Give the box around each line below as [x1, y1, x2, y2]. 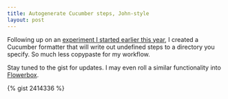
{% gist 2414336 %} [7, 84, 65, 92]
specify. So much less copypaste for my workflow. [7, 49, 150, 58]
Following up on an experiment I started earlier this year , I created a [7, 35, 198, 43]
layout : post [7, 16, 45, 23]
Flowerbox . [7, 70, 39, 79]
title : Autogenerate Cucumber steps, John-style [7, 10, 149, 17]
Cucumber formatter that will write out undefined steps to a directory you [7, 43, 215, 51]
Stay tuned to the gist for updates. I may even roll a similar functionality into [7, 63, 222, 71]
